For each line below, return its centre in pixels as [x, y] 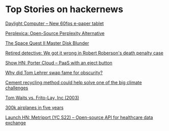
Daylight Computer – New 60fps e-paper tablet [55, 23]
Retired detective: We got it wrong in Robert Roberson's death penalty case [84, 53]
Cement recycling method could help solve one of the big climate [74, 82]
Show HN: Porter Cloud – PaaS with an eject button [59, 62]
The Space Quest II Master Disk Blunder [47, 43]
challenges [17, 88]
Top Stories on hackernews [64, 9]
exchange [16, 122]
